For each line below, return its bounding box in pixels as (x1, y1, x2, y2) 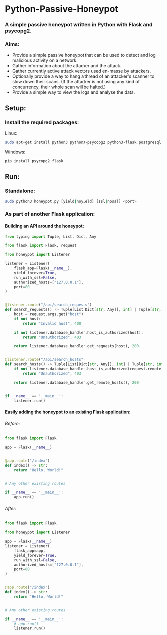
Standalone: (5, 187, 36, 194)
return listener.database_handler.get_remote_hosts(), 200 (14, 380, 139, 385)
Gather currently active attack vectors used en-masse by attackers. (12, 68, 151, 74)
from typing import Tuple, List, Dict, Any (5, 234, 97, 239)
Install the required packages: (5, 119, 79, 126)
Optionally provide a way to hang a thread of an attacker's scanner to (12, 73, 155, 79)
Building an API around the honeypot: (5, 223, 84, 229)
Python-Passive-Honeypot (5, 3, 118, 15)
